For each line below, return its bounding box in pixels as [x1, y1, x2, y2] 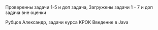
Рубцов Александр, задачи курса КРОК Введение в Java [5, 19, 129, 25]
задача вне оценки [5, 9, 47, 15]
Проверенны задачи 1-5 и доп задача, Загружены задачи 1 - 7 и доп [5, 4, 153, 10]
